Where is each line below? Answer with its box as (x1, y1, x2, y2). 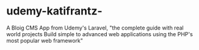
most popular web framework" (6, 37, 84, 44)
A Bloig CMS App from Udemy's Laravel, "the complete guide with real (6, 24, 184, 31)
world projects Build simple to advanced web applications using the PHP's (6, 30, 194, 37)
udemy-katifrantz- (6, 4, 103, 18)
